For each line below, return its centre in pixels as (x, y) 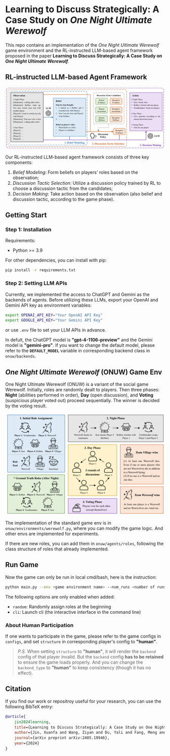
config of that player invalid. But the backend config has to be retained (91, 656)
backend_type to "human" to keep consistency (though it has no (84, 667)
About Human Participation (39, 625)
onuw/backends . (21, 356)
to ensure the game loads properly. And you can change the (80, 662)
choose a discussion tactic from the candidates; (62, 188)
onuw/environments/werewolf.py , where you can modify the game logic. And (84, 528)
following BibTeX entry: (29, 706)
